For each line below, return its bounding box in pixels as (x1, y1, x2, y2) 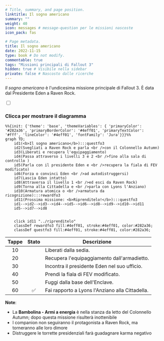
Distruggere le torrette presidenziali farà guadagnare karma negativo (12, 330, 152, 336)
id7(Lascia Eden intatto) (14, 176, 67, 181)
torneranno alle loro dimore (12, 325, 68, 331)
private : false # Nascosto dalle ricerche (5, 71, 94, 77)
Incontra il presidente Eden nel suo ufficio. (45, 263, 143, 270)
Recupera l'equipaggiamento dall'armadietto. (45, 255, 149, 262)
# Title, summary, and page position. (5, 7, 85, 12)
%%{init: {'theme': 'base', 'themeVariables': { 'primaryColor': (5, 124, 142, 129)
